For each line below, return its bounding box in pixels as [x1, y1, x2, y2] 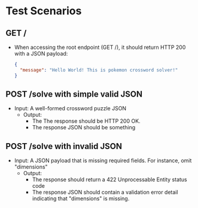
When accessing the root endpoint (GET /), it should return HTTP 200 [14, 44, 186, 51]
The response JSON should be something [32, 124, 136, 131]
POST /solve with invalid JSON [5, 141, 122, 151]
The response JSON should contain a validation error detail [32, 189, 178, 196]
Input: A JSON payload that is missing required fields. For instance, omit [14, 157, 192, 164]
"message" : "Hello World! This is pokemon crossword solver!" [20, 67, 178, 73]
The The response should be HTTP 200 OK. [32, 117, 141, 125]
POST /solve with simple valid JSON [5, 89, 143, 100]
